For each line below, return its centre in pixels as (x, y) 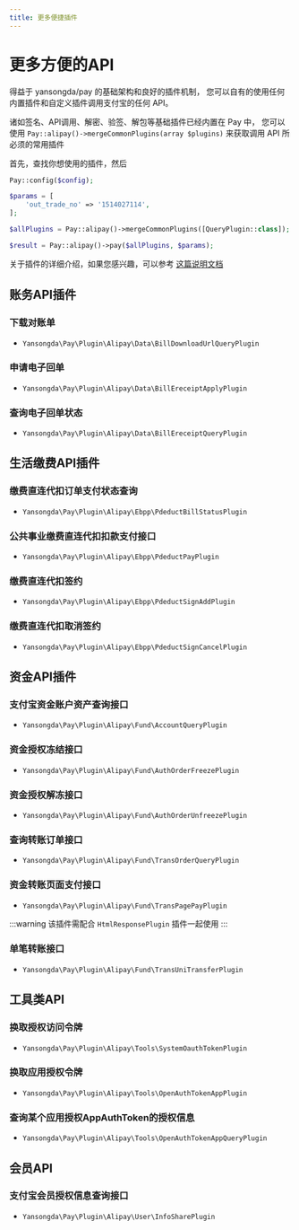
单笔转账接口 (37, 949)
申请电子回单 (37, 367)
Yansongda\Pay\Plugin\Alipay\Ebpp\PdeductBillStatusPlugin (135, 512)
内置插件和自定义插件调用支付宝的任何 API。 (91, 102)
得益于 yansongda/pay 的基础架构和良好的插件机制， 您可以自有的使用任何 (147, 92)
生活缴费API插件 (55, 463)
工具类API (37, 1000)
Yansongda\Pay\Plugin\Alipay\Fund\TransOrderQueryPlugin (131, 861)
